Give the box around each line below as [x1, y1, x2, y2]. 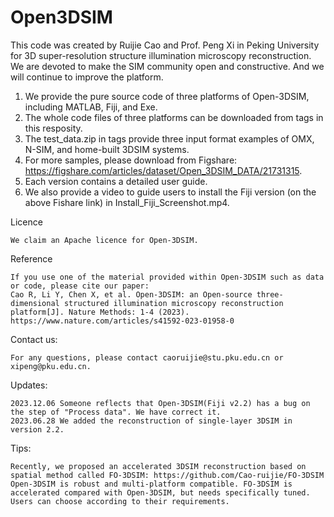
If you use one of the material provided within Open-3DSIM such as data [10, 272, 325, 282]
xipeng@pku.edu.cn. [10, 361, 92, 371]
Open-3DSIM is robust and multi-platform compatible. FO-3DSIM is [10, 479, 293, 489]
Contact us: [10, 333, 58, 345]
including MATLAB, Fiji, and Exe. [24, 101, 158, 113]
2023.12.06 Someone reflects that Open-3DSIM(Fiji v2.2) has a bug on [10, 398, 311, 408]
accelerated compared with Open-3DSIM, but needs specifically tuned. [10, 487, 311, 498]
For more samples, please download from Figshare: [24, 154, 238, 166]
